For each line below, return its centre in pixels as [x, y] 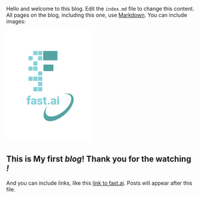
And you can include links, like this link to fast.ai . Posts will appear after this [99, 183]
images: [16, 21]
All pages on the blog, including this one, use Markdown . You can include [97, 15]
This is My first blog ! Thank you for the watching [99, 159]
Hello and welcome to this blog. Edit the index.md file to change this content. [100, 9]
